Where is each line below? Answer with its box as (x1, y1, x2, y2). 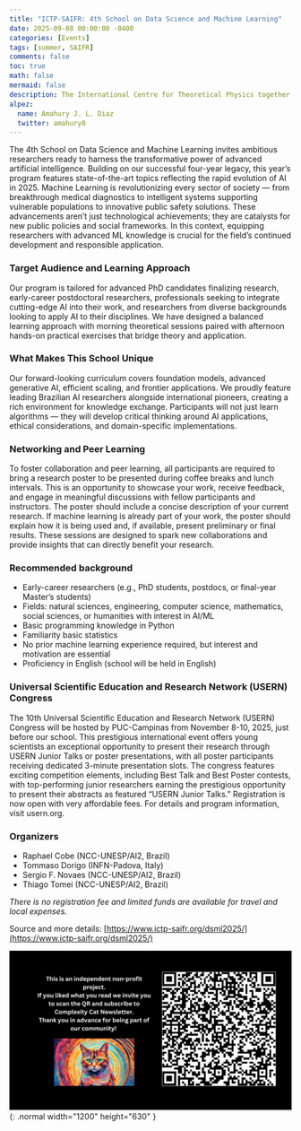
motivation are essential (21, 648, 111, 659)
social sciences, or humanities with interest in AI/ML (21, 611, 215, 622)
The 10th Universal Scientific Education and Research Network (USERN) (9, 712, 275, 723)
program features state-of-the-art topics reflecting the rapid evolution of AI (9, 173, 287, 184)
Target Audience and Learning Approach (9, 262, 191, 274)
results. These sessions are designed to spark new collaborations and (9, 530, 268, 541)
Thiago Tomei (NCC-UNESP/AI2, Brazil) (21, 879, 168, 890)
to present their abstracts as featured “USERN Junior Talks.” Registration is (9, 788, 286, 799)
